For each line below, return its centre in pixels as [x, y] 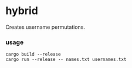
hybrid [22, 11]
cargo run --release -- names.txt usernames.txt [66, 60]
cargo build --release [33, 55]
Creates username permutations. [45, 27]
